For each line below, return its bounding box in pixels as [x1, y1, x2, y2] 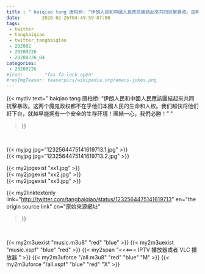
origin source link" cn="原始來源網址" [6, 203, 101, 210]
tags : [6, 20, 20, 26]
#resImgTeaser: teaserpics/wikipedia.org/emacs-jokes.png [6, 77, 157, 83]
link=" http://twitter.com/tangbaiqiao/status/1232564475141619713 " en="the [6, 196, 196, 203]
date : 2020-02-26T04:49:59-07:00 [6, 15, 111, 21]
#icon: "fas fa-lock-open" [6, 72, 95, 78]
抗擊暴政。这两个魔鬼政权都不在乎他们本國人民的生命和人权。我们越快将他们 [6, 102, 199, 110]
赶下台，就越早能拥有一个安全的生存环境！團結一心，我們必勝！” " [6, 110, 173, 117]
